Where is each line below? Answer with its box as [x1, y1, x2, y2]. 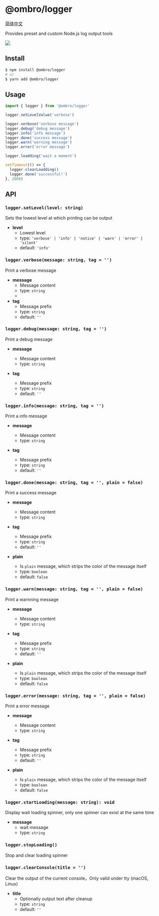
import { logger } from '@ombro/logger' [5, 103, 90, 109]
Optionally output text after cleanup [19, 896, 93, 902]
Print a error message [5, 703, 50, 709]
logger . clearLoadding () [9, 167, 59, 172]
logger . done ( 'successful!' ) [9, 171, 68, 177]
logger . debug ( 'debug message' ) [5, 126, 70, 131]
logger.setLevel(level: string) [5, 205, 83, 211]
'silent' [19, 240, 38, 245]
